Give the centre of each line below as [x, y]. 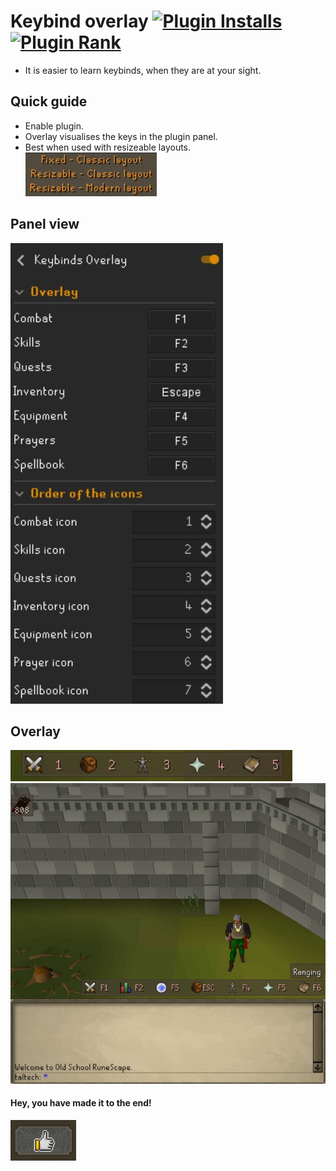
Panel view [45, 224]
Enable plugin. [54, 126]
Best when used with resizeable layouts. [108, 147]
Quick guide [49, 101]
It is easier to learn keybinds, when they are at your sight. [143, 70]
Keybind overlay [79, 21]
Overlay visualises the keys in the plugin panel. [121, 136]
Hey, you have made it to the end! [81, 1103]
